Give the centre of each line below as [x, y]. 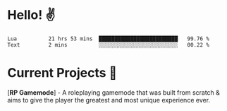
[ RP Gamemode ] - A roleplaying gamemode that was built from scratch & [114, 92]
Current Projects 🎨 [62, 73]
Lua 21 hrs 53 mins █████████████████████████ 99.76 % [109, 39]
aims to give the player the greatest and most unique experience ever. [109, 100]
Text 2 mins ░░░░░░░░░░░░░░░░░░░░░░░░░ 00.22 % [109, 45]
